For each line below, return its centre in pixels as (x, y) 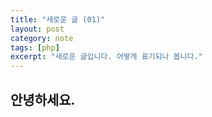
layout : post (37, 29)
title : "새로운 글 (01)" (58, 19)
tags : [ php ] (35, 47)
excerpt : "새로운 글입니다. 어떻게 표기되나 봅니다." (106, 57)
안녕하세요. (43, 99)
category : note (42, 38)
